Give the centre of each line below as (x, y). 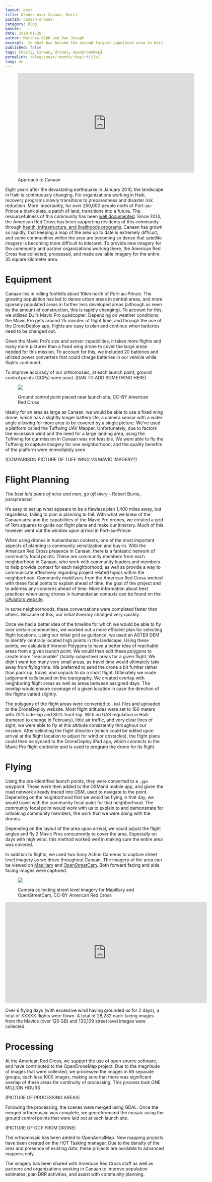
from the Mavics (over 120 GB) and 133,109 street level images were (76, 1021)
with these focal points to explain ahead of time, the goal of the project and (83, 583)
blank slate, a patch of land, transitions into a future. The (82, 211)
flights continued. (23, 363)
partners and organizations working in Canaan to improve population (76, 1169)
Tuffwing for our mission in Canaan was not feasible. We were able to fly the (84, 439)
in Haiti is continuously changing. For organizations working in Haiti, (76, 195)
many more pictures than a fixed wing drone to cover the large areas (76, 347)
